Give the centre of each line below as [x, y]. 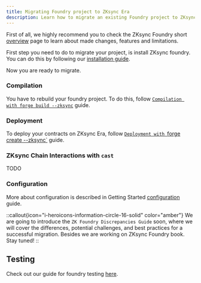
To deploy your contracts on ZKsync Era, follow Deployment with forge [93, 134]
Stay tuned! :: [22, 241]
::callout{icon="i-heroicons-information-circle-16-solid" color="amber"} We [100, 215]
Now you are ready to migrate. [44, 70]
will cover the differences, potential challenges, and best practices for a [95, 227]
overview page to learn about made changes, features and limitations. [92, 41]
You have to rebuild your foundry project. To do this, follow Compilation [94, 99]
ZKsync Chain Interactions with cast [60, 156]
